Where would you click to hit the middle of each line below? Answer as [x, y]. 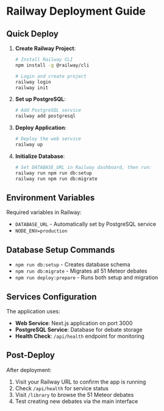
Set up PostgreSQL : [40, 99]
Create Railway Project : [45, 48]
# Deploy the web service [48, 139]
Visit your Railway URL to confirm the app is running [80, 382]
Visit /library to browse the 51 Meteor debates [74, 395]
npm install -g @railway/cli [52, 65]
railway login [33, 82]
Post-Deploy [30, 355]
